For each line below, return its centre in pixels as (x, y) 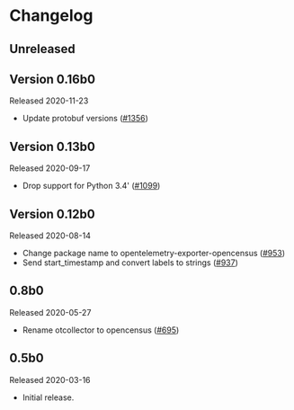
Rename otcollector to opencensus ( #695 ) (101, 330)
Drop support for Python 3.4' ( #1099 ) (91, 186)
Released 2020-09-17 (50, 168)
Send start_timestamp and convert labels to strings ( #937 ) (130, 263)
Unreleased (43, 49)
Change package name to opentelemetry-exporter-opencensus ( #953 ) (154, 254)
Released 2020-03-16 (50, 379)
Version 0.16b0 (53, 79)
